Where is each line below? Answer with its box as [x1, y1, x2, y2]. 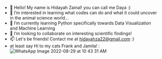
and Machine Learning [9, 25, 55, 31]
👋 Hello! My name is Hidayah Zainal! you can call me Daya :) [9, 5, 131, 10]
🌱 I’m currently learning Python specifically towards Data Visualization [9, 20, 151, 26]
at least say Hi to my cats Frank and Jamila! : [9, 43, 100, 49]
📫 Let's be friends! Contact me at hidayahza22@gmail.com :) [9, 36, 135, 41]
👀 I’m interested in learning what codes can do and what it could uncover [9, 10, 157, 16]
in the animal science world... [9, 15, 69, 20]
